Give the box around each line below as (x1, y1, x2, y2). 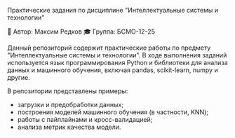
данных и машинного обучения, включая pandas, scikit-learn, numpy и (7, 66, 219, 74)
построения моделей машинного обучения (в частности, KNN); (17, 108, 209, 116)
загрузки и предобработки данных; (17, 101, 124, 109)
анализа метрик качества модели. (17, 123, 121, 131)
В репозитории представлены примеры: (7, 87, 128, 95)
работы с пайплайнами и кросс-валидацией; (17, 116, 153, 123)
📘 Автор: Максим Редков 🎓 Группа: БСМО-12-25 (7, 27, 156, 36)
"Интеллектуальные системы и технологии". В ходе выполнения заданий (7, 51, 227, 59)
